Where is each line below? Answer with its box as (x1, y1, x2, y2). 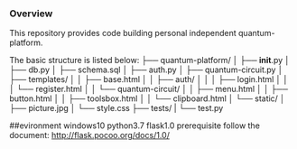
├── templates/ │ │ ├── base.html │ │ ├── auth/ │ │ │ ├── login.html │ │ (9, 74, 289, 85)
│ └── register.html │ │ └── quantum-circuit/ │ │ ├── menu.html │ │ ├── (9, 84, 289, 95)
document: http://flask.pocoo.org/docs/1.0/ (9, 130, 170, 141)
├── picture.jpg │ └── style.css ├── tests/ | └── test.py (9, 103, 224, 114)
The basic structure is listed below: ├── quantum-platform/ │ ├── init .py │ (9, 55, 291, 66)
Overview (9, 7, 53, 20)
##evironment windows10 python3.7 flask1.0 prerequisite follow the (9, 120, 260, 131)
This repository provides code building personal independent (9, 28, 237, 39)
